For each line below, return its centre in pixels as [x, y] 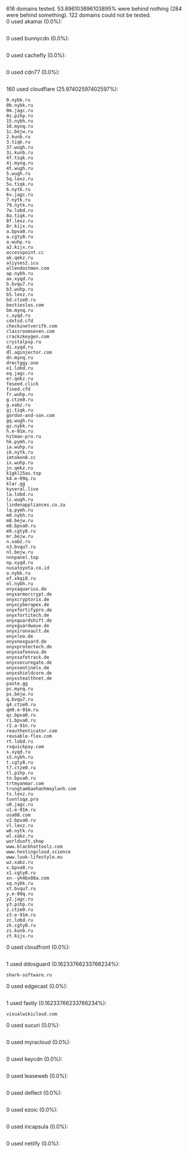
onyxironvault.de [28, 631]
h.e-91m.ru [20, 431]
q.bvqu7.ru [20, 699]
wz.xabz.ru [20, 862]
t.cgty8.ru [20, 762]
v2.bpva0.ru [21, 820]
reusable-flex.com [29, 736]
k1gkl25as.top [24, 473]
